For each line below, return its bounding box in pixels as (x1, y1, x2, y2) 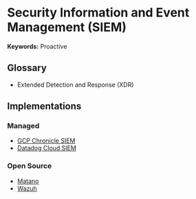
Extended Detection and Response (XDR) (17, 81, 134, 89)
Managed (7, 121, 40, 131)
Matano (17, 177, 39, 185)
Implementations (7, 101, 82, 112)
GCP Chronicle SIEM (17, 136, 76, 145)
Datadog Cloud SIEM (17, 144, 77, 152)
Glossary (7, 62, 47, 74)
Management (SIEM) (7, 19, 127, 35)
